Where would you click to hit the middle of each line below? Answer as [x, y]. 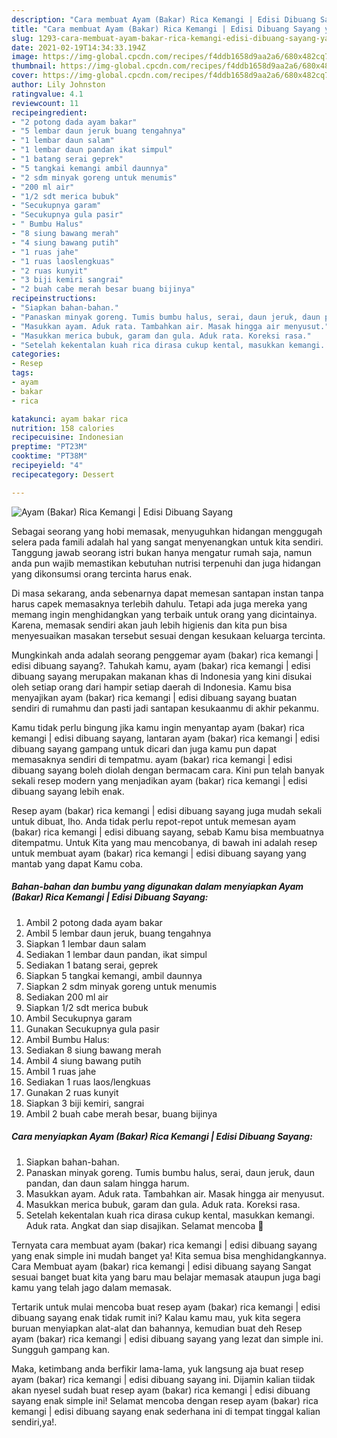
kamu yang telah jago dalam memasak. [92, 1287]
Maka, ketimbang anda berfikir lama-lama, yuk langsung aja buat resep [157, 1368]
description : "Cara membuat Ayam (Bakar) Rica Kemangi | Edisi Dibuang [163, 19]
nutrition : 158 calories [63, 428]
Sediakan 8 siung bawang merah [93, 1050]
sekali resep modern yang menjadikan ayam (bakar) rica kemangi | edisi [159, 780]
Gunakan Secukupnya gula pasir [92, 1028]
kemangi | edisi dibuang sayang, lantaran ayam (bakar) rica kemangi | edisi [165, 738]
